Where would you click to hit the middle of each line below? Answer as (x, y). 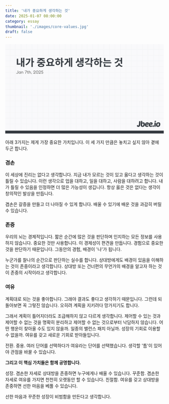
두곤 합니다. (17, 148)
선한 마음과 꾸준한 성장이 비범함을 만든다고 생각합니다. (58, 396)
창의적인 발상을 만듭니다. (29, 193)
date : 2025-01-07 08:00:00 (33, 16)
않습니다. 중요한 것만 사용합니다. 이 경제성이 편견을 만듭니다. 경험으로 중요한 (89, 243)
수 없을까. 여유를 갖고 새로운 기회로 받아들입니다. (53, 334)
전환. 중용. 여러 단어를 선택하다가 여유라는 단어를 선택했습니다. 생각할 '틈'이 (79, 346)
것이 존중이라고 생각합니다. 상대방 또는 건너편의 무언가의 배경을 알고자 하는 (83, 266)
